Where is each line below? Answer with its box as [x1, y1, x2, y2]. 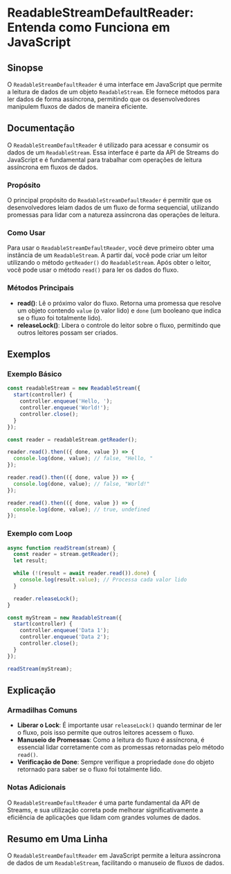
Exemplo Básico [7, 369, 62, 379]
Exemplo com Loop [7, 529, 73, 539]
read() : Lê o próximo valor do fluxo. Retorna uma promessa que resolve [17, 299, 221, 307]
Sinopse [7, 62, 44, 73]
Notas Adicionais [7, 783, 66, 792]
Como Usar [7, 228, 46, 238]
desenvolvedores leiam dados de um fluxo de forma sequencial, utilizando [7, 203, 219, 212]
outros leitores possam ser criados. [17, 328, 118, 337]
